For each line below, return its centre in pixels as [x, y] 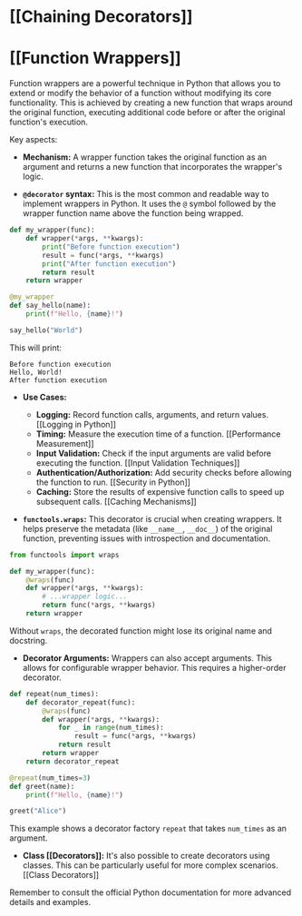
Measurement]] [65, 443]
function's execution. [49, 122]
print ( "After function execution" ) [109, 264]
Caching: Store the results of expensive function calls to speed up [160, 491]
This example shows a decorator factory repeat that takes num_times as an [148, 829]
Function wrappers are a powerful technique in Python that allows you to [145, 84]
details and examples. [50, 902]
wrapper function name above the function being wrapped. [133, 213]
